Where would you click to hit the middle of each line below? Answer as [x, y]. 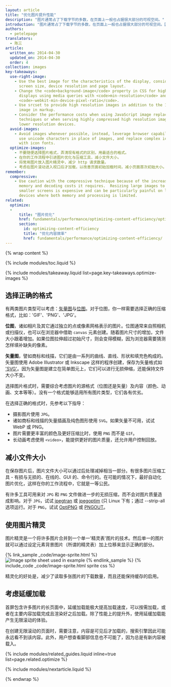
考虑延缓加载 [25, 594]
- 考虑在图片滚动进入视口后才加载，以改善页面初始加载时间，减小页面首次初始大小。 [91, 167]
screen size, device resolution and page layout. [72, 86]
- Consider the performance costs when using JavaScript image [83, 115]
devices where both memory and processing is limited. [78, 195]
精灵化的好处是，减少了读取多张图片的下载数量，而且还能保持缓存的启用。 [83, 577]
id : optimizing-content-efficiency [61, 229]
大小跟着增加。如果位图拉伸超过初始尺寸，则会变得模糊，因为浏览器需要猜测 [85, 339]
